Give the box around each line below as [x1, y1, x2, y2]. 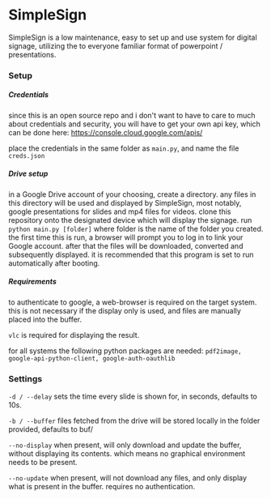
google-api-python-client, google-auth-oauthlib [8, 354, 176, 362]
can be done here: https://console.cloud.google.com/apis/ [8, 127, 203, 137]
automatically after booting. [8, 258, 100, 268]
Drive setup [8, 168, 49, 179]
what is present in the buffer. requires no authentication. [8, 482, 196, 492]
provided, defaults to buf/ [8, 424, 93, 434]
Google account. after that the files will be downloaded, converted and [8, 241, 243, 250]
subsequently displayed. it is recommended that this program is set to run [8, 249, 254, 259]
